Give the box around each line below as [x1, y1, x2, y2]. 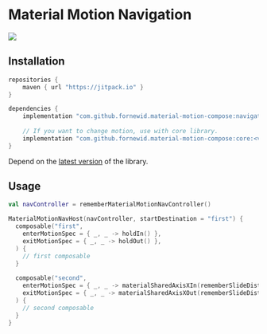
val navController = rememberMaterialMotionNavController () [8, 201, 212, 209]
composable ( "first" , [15, 222, 83, 230]
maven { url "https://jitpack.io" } [22, 83, 145, 91]
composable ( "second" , [15, 274, 87, 282]
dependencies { [8, 105, 59, 113]
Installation [8, 54, 65, 69]
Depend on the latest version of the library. [8, 156, 149, 166]
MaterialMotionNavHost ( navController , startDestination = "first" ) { [8, 215, 244, 223]
